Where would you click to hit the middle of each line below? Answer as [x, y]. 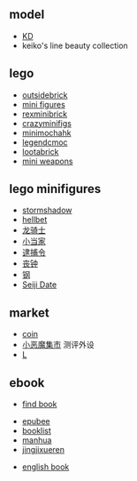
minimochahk [46, 132]
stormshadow [47, 210]
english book [46, 467]
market [30, 313]
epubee [36, 421]
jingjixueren [43, 450]
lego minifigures [55, 189]
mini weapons [47, 161]
